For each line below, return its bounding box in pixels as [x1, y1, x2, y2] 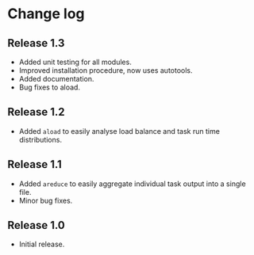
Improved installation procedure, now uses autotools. [18, 66, 193, 75]
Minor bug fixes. [18, 196, 73, 205]
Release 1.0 [7, 219, 65, 232]
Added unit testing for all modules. [18, 57, 132, 67]
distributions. [18, 135, 63, 144]
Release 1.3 [7, 36, 65, 50]
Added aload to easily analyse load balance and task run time [18, 126, 220, 135]
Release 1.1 [7, 158, 63, 171]
